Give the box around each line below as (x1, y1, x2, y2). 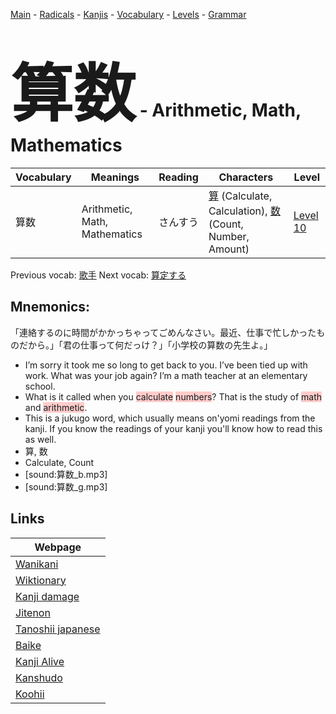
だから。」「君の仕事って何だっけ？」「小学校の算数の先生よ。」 (18, 339, 273, 351)
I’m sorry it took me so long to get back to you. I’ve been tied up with (24, 359, 308, 371)
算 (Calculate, (208, 189, 273, 203)
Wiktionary (15, 573, 67, 587)
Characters (218, 170, 274, 184)
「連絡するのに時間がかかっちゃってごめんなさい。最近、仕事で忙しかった (10, 326, 317, 338)
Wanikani (15, 557, 59, 571)
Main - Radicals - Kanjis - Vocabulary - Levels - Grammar (10, 9, 247, 20)
